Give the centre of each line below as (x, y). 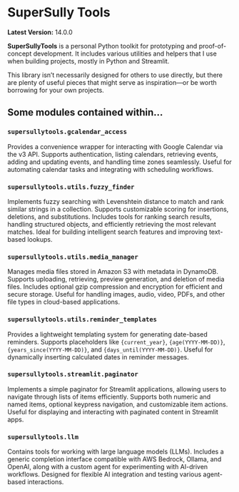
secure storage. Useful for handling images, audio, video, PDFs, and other (116, 294)
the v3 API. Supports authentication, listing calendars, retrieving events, (113, 154)
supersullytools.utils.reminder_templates (82, 319)
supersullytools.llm (43, 437)
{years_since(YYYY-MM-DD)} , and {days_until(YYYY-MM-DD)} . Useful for (110, 349)
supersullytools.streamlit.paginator (73, 374)
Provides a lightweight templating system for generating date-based (108, 334)
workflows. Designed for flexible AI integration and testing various (105, 474)
